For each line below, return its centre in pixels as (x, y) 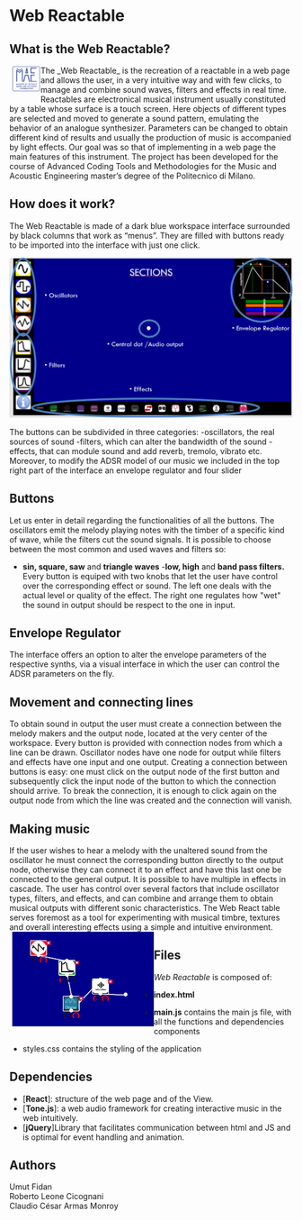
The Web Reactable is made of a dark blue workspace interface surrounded (150, 225)
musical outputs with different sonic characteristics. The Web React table (145, 908)
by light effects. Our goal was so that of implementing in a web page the (143, 147)
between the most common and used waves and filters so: (118, 549)
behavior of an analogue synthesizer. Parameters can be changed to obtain (149, 128)
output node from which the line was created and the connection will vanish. (151, 801)
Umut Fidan (31, 1187)
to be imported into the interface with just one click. (105, 245)
